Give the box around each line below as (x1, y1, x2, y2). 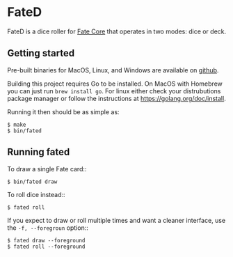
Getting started (7, 47, 75, 59)
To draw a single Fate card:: (7, 164, 87, 173)
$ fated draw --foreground (7, 237, 86, 244)
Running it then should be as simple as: (7, 107, 120, 116)
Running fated (7, 146, 70, 158)
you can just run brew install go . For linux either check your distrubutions (7, 86, 221, 95)
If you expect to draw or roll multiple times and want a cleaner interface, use (7, 216, 226, 224)
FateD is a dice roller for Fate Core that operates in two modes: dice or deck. (7, 27, 227, 36)
